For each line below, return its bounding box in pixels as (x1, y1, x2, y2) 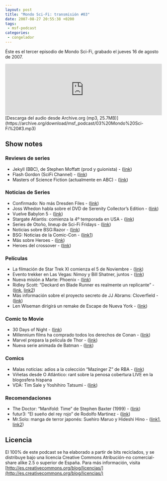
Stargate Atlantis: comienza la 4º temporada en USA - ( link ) (12, 216, 135, 222)
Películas (5, 255, 28, 262)
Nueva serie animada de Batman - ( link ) (12, 343, 94, 348)
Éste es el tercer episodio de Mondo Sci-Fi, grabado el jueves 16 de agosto (5, 48, 159, 55)
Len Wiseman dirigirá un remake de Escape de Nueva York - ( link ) (12, 303, 148, 309)
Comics (5, 355, 24, 362)
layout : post (5, 7, 32, 12)
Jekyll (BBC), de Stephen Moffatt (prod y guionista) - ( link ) (12, 166, 133, 172)
